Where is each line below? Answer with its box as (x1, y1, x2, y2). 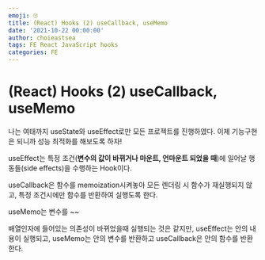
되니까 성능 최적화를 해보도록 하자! (16, 136, 123, 146)
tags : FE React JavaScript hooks (8, 41, 119, 49)
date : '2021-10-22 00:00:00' (8, 26, 104, 34)
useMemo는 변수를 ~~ (8, 207, 80, 216)
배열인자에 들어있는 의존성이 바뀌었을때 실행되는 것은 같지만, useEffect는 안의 (8, 224, 248, 233)
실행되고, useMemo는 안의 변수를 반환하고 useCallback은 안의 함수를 (22, 233, 239, 243)
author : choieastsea (8, 33, 77, 42)
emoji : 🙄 (8, 11, 38, 20)
